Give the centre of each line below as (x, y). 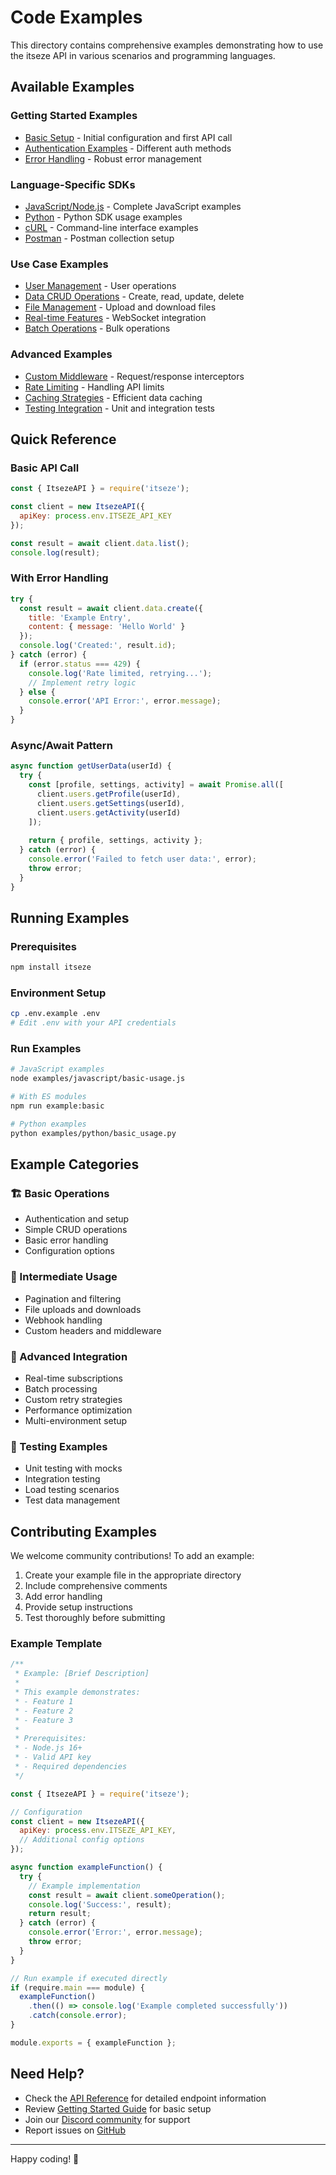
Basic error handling (66, 1240)
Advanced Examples (61, 354)
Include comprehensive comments (96, 1586)
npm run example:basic (57, 1106)
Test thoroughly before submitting (95, 1618)
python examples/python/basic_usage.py (93, 1133)
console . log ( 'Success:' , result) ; (100, 1904)
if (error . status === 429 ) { (80, 664)
